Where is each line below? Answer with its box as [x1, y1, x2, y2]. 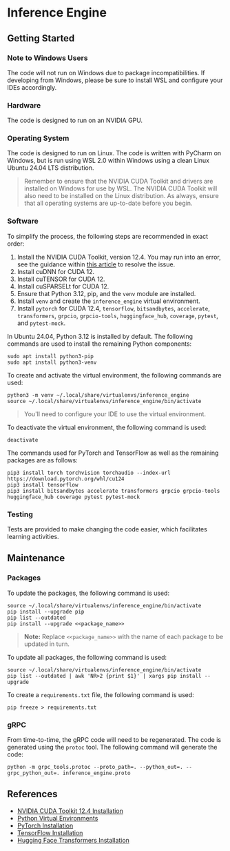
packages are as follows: [7, 456, 78, 464]
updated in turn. [23, 640, 70, 648]
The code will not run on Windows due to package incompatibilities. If [7, 68, 205, 77]
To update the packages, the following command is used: [7, 589, 170, 597]
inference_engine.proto [62, 770, 131, 777]
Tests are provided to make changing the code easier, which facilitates [7, 525, 208, 534]
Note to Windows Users [7, 53, 88, 63]
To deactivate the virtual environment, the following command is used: [7, 423, 207, 431]
